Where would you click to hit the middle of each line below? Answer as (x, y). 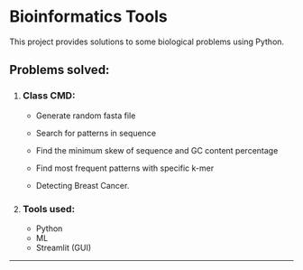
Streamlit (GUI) (64, 247)
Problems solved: (60, 70)
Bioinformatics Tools (89, 17)
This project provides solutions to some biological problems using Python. (147, 42)
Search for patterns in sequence (96, 133)
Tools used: (48, 209)
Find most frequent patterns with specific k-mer (125, 168)
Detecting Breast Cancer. (83, 185)
